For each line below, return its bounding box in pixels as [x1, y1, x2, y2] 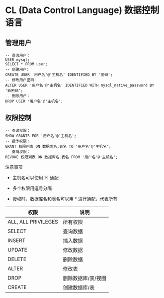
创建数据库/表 [63, 284, 95, 291]
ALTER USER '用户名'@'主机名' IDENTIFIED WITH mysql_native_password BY [5, 83, 155, 88]
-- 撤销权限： [5, 149, 31, 154]
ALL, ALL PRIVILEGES [7, 218, 58, 225]
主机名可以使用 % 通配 [12, 174, 59, 180]
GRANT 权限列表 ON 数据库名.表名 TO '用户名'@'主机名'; [5, 144, 111, 149]
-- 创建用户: [5, 67, 29, 72]
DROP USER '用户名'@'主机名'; [5, 99, 63, 104]
